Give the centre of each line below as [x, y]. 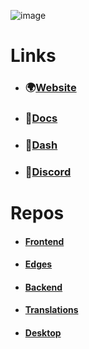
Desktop [43, 333]
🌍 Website [50, 88]
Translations [51, 310]
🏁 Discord [48, 172]
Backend [43, 287]
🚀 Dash [41, 145]
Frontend [44, 241]
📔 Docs [41, 118]
